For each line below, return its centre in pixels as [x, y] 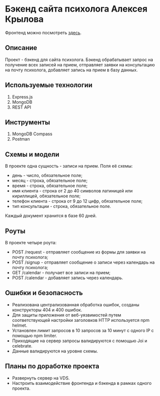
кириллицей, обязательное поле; [46, 196]
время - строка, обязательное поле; [50, 186]
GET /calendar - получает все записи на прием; [61, 273]
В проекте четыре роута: [31, 243]
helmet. [20, 325]
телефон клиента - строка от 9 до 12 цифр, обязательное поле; [77, 201]
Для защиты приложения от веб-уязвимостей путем [66, 315]
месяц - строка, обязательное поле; [50, 181]
